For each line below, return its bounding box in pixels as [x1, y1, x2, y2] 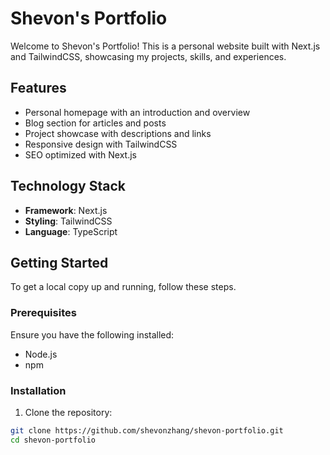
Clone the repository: [24, 406, 113, 418]
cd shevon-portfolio [10, 435, 97, 445]
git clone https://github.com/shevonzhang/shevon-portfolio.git [10, 425, 284, 436]
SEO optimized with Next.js [24, 148, 137, 161]
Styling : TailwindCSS [24, 215, 113, 227]
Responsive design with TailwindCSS [24, 138, 178, 150]
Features [10, 80, 67, 97]
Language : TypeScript [24, 225, 118, 237]
